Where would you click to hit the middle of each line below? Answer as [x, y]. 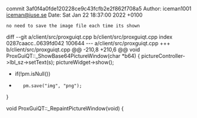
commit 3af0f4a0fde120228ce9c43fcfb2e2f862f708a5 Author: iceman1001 [99, 9]
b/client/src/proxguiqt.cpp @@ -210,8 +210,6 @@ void [73, 49]
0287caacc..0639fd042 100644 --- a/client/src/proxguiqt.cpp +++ [88, 43]
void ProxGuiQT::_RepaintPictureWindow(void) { [65, 108]
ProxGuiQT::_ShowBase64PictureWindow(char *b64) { [73, 56]
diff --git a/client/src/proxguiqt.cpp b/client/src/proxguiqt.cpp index [90, 37]
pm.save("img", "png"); [53, 86]
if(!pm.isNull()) [33, 74]
